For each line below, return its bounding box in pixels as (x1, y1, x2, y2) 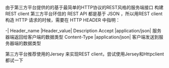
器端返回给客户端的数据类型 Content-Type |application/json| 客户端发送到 (5, 34, 159, 40)
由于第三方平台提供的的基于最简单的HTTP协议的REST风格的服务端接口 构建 (5, 5, 164, 10)
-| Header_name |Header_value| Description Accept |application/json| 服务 (5, 28, 162, 34)
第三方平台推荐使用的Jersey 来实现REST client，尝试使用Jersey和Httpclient (5, 51, 164, 57)
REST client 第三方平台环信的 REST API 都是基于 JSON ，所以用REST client (5, 11, 163, 17)
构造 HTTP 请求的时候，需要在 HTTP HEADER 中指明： (5, 17, 121, 23)
